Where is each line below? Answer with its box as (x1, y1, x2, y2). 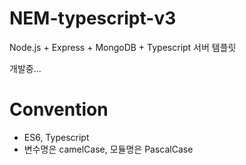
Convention (9, 98, 109, 121)
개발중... (9, 62, 42, 74)
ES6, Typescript (23, 131, 90, 143)
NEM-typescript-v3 (9, 7, 177, 30)
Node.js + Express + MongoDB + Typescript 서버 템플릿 (9, 41, 237, 53)
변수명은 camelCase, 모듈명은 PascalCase (23, 143, 194, 155)
